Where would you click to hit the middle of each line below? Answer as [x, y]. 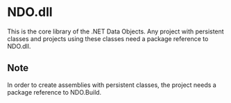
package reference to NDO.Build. [54, 92]
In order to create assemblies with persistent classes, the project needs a [112, 85]
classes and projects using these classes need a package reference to [108, 38]
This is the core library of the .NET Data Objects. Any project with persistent [115, 31]
